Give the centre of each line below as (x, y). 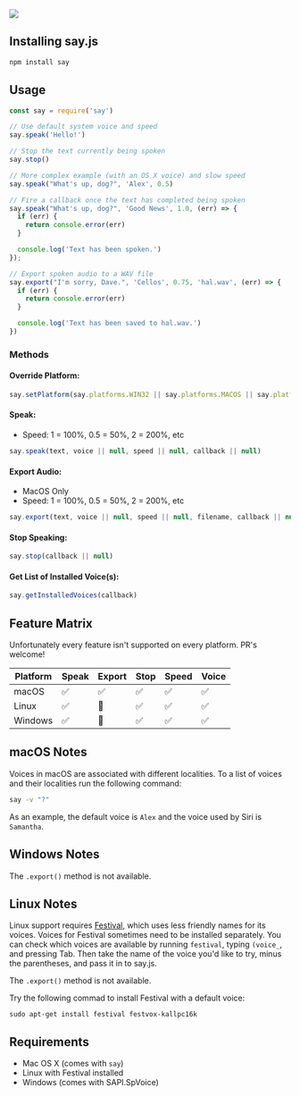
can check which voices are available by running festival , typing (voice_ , (146, 944)
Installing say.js (54, 42)
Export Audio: (36, 471)
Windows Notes (54, 854)
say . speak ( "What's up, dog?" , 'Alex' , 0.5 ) (92, 184)
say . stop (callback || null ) (62, 556)
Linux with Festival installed (73, 1073)
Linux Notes (43, 903)
